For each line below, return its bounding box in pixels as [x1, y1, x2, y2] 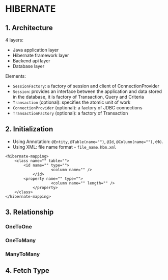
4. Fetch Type [5, 266, 50, 275]
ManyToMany [5, 250, 40, 258]
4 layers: [5, 37, 24, 43]
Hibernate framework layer [12, 52, 69, 58]
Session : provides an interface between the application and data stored [12, 88, 162, 95]
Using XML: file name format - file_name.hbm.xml [12, 144, 116, 150]
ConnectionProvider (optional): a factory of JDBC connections [12, 105, 143, 110]
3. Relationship [5, 208, 54, 217]
